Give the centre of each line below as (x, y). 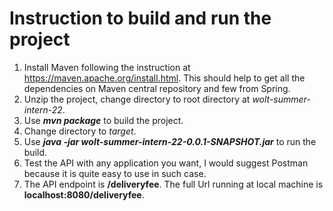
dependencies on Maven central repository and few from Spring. (157, 88)
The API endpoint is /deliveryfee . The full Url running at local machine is (173, 184)
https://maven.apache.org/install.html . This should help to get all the (164, 78)
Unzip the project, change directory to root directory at (137, 99)
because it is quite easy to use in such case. (115, 173)
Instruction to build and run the (140, 18)
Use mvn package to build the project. (103, 120)
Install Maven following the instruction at (107, 67)
